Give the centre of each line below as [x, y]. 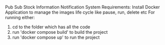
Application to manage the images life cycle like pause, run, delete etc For [80, 12]
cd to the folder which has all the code [51, 27]
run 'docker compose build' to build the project [60, 32]
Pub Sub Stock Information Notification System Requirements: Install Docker [82, 7]
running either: [20, 17]
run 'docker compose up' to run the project [56, 37]
